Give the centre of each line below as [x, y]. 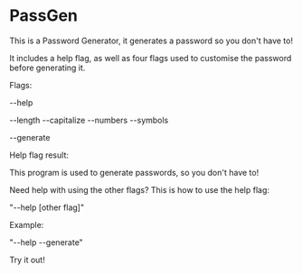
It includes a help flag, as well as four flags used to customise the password [151, 58]
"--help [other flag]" [47, 207]
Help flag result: [39, 155]
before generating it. [47, 68]
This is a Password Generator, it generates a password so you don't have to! [151, 41]
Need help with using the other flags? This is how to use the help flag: [139, 189]
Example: [27, 224]
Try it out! [27, 260]
